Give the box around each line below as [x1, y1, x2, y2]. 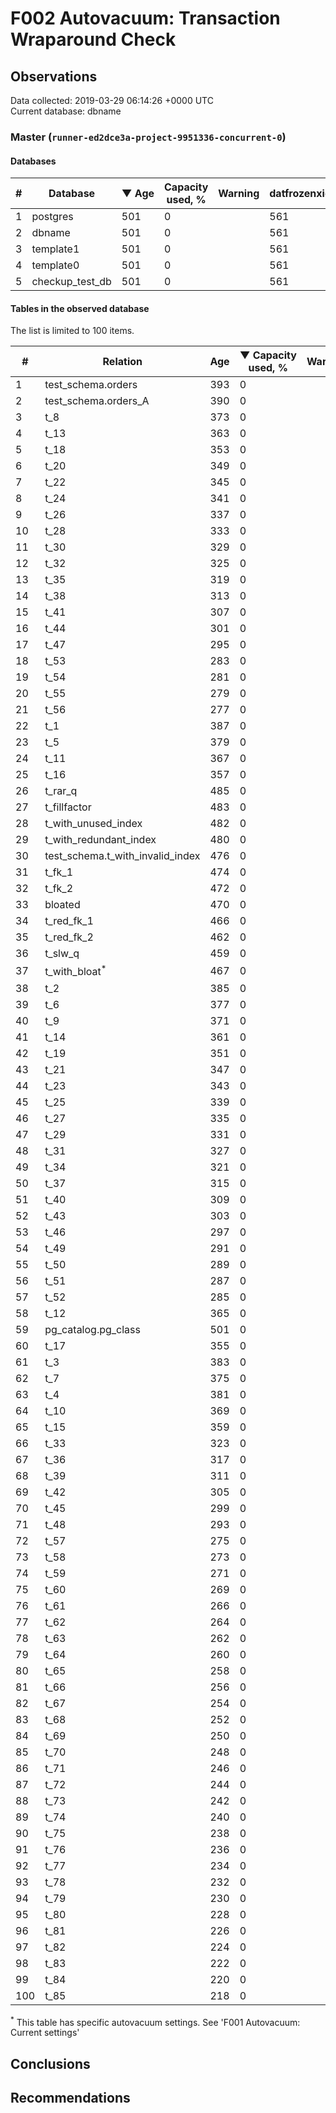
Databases [10, 155, 57, 167]
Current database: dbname [10, 105, 122, 117]
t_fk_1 [44, 865, 74, 879]
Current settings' [10, 2027, 80, 2039]
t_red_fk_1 [44, 914, 94, 928]
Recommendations [10, 2090, 131, 2107]
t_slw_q [44, 947, 80, 961]
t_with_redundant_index [44, 833, 157, 847]
